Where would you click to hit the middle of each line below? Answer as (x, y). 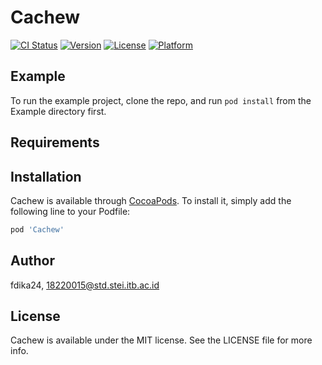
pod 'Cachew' (37, 229)
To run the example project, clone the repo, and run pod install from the (161, 100)
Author (32, 261)
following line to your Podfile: (70, 211)
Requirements (55, 142)
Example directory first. (58, 111)
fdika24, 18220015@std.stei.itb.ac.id (85, 285)
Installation (46, 176)
